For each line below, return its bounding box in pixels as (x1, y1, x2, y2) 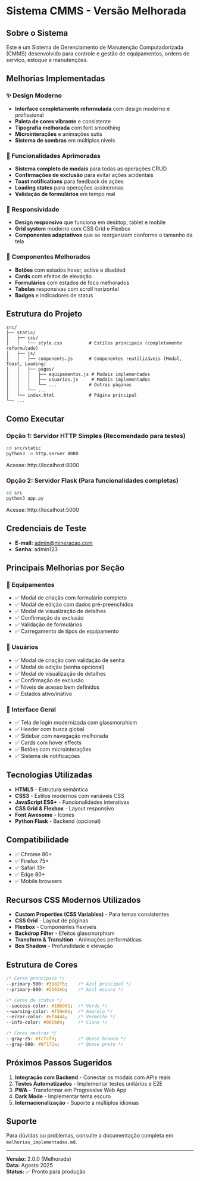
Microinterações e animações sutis (14, 130, 102, 138)
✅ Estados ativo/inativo (14, 690, 73, 697)
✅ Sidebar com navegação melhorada (14, 732, 108, 739)
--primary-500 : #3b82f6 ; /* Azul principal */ (6, 981, 132, 987)
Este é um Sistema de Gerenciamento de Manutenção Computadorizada (6, 43, 183, 51)
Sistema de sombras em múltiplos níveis (14, 136, 115, 144)
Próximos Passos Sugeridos (6, 1058, 112, 1068)
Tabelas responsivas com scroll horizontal (14, 285, 119, 293)
